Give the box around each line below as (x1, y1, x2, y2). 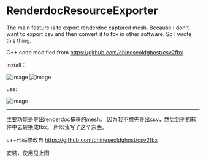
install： (6, 61, 27, 68)
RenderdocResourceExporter (6, 4, 158, 18)
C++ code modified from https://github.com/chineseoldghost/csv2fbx (6, 48, 183, 56)
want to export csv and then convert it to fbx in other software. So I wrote (6, 30, 192, 37)
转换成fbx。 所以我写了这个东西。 (22, 123, 108, 130)
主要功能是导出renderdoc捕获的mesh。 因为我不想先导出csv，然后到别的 (6, 116, 191, 123)
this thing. (6, 37, 32, 44)
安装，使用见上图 (6, 149, 50, 156)
